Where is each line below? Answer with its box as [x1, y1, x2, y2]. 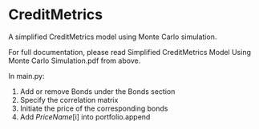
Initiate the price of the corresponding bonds [19, 104, 168, 113]
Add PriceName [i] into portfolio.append [19, 111, 151, 121]
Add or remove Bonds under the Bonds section [19, 86, 176, 96]
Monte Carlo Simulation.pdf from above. [8, 56, 141, 65]
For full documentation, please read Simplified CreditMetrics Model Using [8, 47, 251, 57]
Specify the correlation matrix [19, 95, 119, 104]
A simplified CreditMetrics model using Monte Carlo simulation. [8, 32, 217, 41]
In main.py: [8, 71, 45, 80]
